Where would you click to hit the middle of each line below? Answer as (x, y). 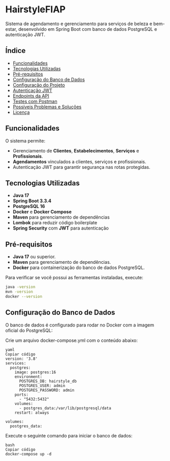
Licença (21, 112)
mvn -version (19, 292)
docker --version (24, 296)
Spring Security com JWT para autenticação (61, 228)
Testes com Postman (35, 101)
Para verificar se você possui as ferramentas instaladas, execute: (74, 278)
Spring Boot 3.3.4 (32, 201)
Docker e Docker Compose (42, 212)
